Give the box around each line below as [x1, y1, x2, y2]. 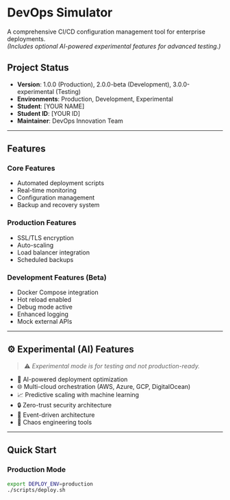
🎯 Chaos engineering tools [16, 418, 92, 426]
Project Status [7, 62, 70, 73]
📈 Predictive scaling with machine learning [16, 390, 139, 398]
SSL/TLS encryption [16, 233, 74, 241]
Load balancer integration [16, 248, 90, 257]
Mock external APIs [16, 318, 73, 326]
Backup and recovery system [16, 201, 100, 209]
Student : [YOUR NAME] [16, 102, 85, 110]
